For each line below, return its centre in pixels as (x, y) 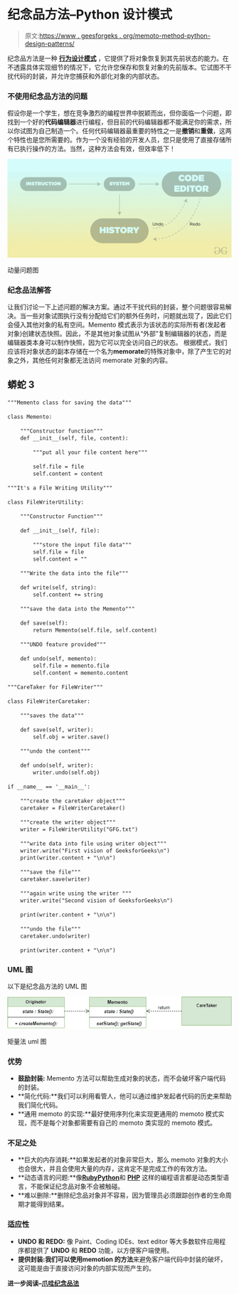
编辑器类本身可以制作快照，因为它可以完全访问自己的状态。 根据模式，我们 (117, 343)
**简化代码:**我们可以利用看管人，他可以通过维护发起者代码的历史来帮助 (124, 1096)
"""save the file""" (51, 872)
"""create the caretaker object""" (73, 801)
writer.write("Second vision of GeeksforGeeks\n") (97, 901)
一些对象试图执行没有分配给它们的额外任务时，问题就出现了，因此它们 (129, 316)
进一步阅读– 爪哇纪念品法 (43, 1283)
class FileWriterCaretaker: (49, 701)
